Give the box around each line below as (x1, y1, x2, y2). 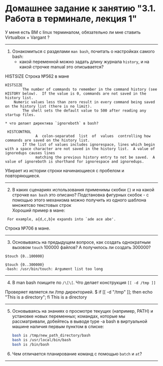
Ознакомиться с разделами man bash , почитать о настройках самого (12, 48, 155, 54)
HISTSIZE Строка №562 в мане (5, 73, 69, 79)
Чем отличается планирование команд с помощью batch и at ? (12, 350, 142, 357)
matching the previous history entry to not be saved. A (35, 155, 155, 160)
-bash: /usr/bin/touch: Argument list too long (5, 266, 103, 271)
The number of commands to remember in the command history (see (22, 87, 158, 92)
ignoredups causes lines (5, 150, 55, 155)
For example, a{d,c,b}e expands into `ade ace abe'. (7, 216, 116, 221)
